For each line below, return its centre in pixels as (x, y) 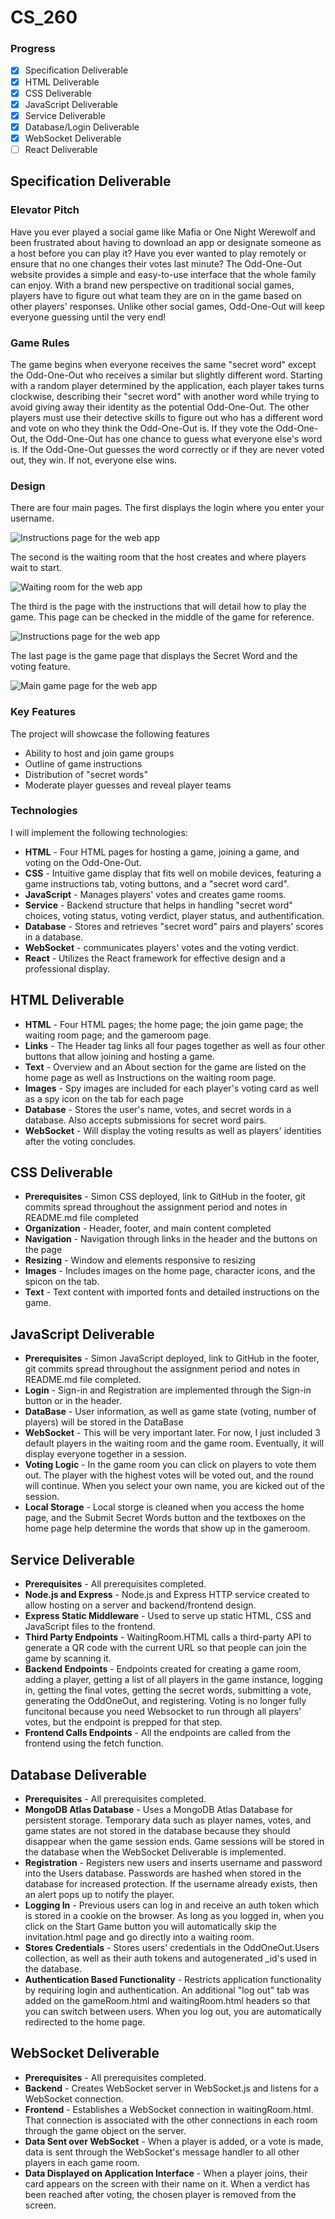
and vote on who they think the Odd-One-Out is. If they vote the (142, 428)
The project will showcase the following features (110, 733)
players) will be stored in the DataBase (104, 1422)
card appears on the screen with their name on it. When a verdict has (167, 2183)
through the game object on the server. (105, 2130)
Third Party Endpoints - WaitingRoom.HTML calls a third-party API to (168, 1637)
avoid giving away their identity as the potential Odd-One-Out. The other (160, 407)
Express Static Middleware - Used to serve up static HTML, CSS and (168, 1616)
